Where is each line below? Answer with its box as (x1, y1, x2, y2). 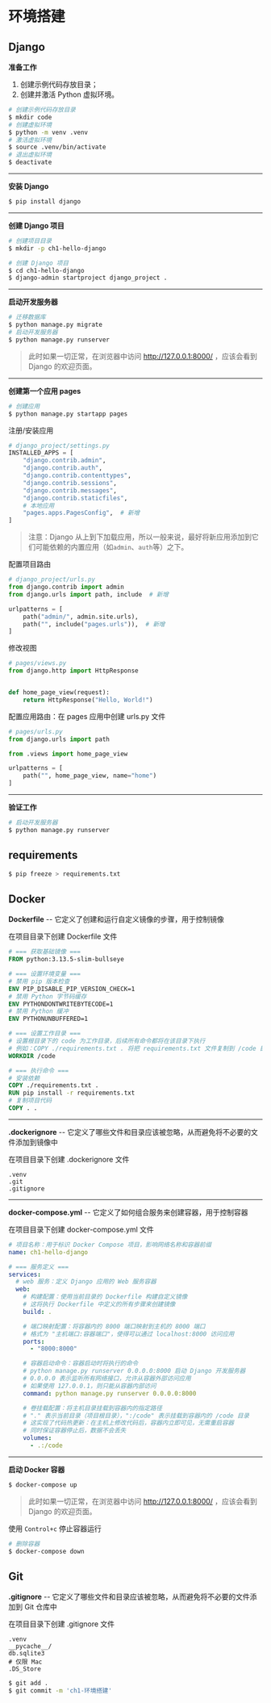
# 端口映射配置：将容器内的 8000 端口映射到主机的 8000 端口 (23, 1322, 206, 1330)
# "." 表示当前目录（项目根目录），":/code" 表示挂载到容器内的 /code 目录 (23, 1412, 250, 1420)
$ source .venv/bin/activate (8, 143, 106, 152)
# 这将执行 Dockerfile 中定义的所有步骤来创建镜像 (23, 1300, 176, 1308)
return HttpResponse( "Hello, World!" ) (23, 696, 153, 704)
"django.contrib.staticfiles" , (23, 494, 128, 502)
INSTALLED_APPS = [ (8, 449, 74, 457)
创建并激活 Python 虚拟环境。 (19, 90, 119, 99)
